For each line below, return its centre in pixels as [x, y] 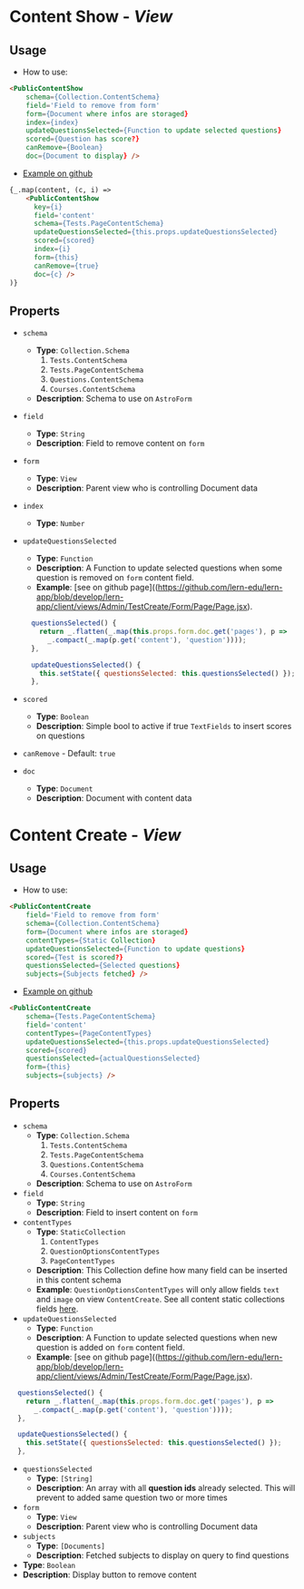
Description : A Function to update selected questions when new [157, 1337]
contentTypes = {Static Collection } [91, 941]
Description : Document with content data [114, 798]
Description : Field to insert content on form [117, 1212]
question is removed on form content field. [115, 578]
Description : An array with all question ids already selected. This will [166, 1488]
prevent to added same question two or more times [132, 1497]
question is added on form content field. [110, 1347]
